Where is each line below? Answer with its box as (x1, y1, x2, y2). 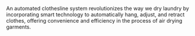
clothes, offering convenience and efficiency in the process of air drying (6, 17, 183, 24)
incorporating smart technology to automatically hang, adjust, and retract (6, 11, 185, 18)
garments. (6, 23, 31, 30)
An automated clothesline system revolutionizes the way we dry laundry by (6, 5, 190, 12)
